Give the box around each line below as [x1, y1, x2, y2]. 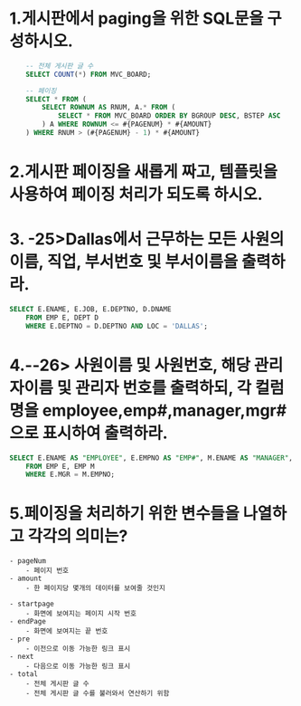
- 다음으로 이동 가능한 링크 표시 [25, 662, 131, 671]
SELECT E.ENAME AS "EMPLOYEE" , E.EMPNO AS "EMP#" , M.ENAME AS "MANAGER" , [9, 453, 294, 463]
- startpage [9, 599, 54, 609]
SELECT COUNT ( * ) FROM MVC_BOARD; [25, 70, 152, 79]
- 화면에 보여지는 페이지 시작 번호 [25, 609, 137, 618]
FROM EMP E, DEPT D [25, 313, 99, 322]
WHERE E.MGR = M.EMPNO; [25, 470, 116, 480]
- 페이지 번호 [25, 567, 70, 576]
